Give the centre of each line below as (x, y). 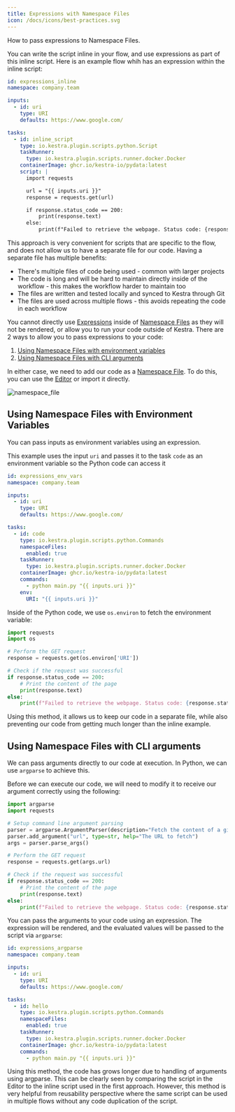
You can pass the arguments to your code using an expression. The (105, 920)
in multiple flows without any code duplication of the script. (93, 1101)
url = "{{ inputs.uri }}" (63, 191)
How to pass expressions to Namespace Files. (74, 40)
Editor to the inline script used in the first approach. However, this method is (116, 1086)
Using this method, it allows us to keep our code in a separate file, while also (117, 717)
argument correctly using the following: (64, 791)
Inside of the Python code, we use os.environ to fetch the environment (109, 612)
